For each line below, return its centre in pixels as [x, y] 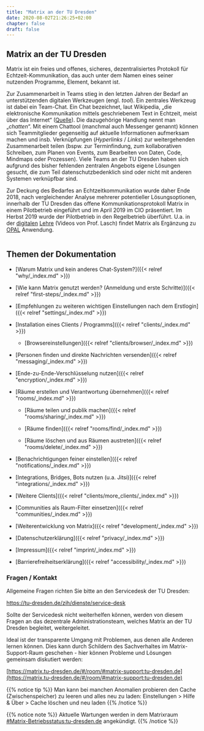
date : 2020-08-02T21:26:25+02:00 [49, 18]
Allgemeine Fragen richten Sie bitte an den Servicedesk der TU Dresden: [98, 591]
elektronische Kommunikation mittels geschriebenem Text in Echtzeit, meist [102, 114]
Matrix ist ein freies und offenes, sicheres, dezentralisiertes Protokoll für [97, 69]
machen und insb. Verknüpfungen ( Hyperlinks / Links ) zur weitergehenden [100, 139]
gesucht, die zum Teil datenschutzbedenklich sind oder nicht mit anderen [99, 172]
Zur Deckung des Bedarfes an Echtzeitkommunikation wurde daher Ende [98, 190]
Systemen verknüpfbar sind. [42, 179]
